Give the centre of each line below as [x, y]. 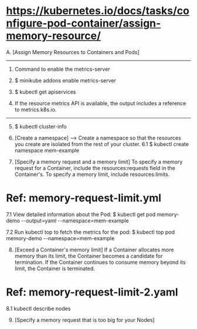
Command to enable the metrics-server [62, 69]
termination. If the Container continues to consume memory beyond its [100, 262]
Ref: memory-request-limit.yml [84, 198]
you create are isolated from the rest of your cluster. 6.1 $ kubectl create [102, 144]
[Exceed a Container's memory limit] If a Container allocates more [94, 250]
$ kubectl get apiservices [45, 92]
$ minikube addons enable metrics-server [65, 80]
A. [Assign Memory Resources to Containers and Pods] [73, 52]
